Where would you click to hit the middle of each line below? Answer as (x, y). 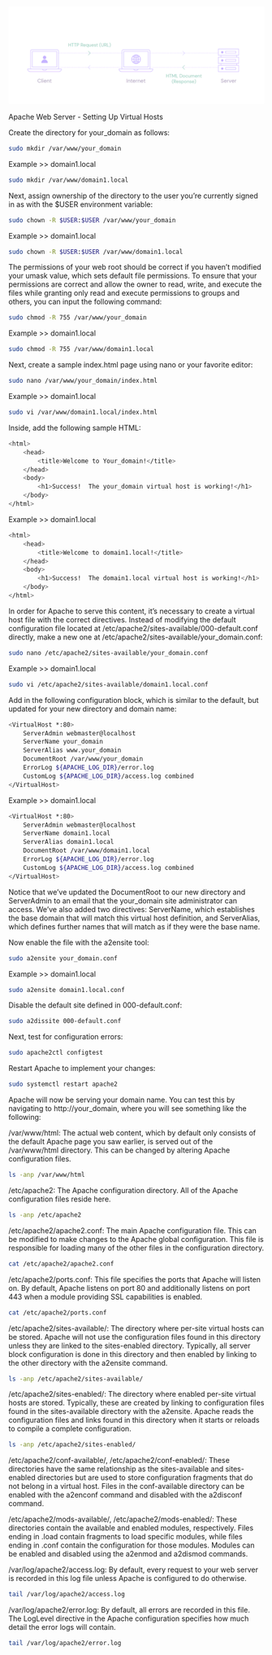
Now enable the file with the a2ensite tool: (79, 942)
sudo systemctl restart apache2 (63, 1084)
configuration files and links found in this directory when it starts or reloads (134, 1420)
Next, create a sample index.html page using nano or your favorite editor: (131, 365)
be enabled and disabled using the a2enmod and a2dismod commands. (128, 1554)
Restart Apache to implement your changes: (82, 1069)
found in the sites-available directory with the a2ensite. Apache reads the (131, 1411)
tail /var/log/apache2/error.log (65, 1644)
